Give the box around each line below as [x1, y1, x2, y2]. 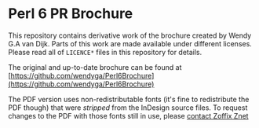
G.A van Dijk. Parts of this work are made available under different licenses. [8, 38, 253, 48]
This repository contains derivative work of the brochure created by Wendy [8, 31, 252, 40]
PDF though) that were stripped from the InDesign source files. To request [8, 103, 248, 112]
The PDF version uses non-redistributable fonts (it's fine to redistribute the [8, 94, 250, 104]
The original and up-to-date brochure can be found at [8, 62, 182, 71]
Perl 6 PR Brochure [8, 5, 133, 23]
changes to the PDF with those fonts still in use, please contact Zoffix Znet [8, 111, 249, 120]
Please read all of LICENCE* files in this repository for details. [8, 47, 202, 57]
